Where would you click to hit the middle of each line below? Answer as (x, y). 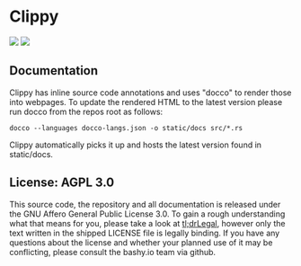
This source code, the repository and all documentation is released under (145, 204)
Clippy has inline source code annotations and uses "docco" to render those (150, 93)
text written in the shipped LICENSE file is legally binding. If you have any (145, 233)
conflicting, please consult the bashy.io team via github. (113, 252)
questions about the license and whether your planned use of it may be (141, 242)
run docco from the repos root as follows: (86, 111)
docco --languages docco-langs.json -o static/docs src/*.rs (126, 128)
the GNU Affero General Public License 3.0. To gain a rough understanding (147, 214)
